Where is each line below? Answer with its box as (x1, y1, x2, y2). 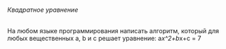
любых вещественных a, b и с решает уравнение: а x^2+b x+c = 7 (7, 35, 201, 43)
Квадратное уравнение (7, 6, 79, 14)
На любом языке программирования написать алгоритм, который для (7, 27, 220, 35)
